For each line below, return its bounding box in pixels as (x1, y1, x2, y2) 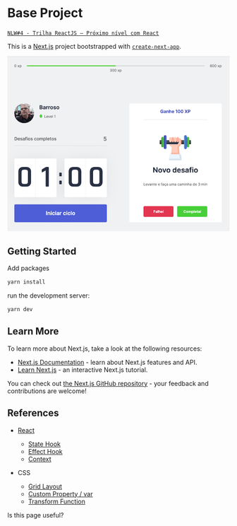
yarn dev (7, 306, 33, 313)
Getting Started (7, 245, 77, 257)
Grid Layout (28, 482, 62, 491)
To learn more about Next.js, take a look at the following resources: (7, 344, 202, 353)
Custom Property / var (28, 489, 93, 498)
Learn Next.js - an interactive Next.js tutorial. (17, 366, 148, 374)
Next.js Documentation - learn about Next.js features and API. (17, 358, 197, 366)
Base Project (7, 5, 83, 21)
